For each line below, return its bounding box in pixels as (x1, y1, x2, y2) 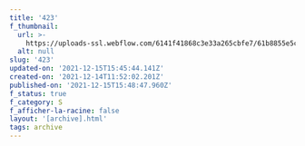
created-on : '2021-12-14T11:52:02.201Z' (9, 73, 165, 82)
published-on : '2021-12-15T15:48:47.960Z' (9, 81, 172, 90)
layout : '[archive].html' (9, 114, 107, 123)
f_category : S (9, 97, 64, 107)
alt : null (17, 47, 54, 56)
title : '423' (9, 13, 59, 23)
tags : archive (9, 123, 64, 132)
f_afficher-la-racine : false (9, 106, 120, 115)
